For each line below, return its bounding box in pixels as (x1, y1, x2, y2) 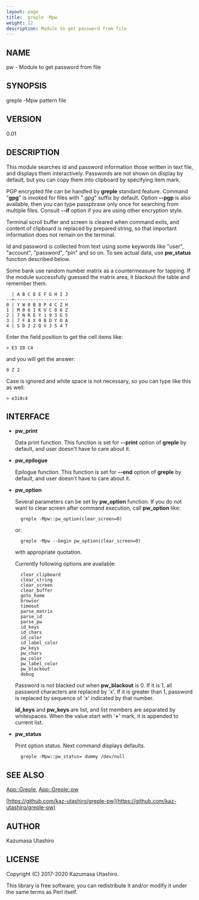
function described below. (6, 255, 71, 262)
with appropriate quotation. (14, 549, 82, 556)
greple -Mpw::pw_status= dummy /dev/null (20, 754, 125, 760)
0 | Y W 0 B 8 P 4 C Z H (6, 302, 68, 308)
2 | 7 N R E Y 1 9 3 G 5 (6, 312, 68, 318)
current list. (14, 719, 44, 726)
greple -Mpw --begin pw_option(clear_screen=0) (20, 538, 142, 544)
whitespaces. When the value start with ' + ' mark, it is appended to (14, 713, 179, 720)
